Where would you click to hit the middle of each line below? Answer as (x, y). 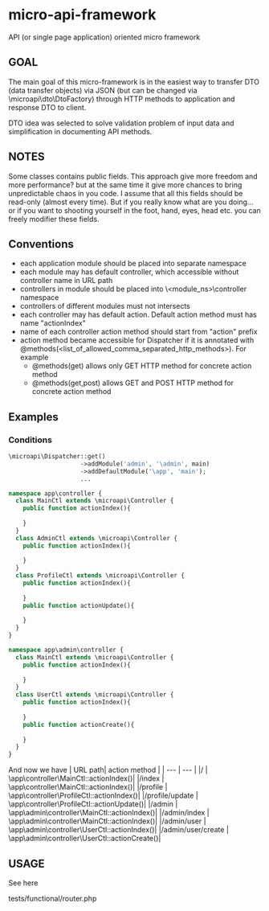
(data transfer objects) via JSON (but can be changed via (103, 90)
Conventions (41, 244)
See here (23, 883)
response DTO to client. (47, 107)
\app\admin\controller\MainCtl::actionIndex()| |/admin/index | (109, 813)
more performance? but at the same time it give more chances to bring (125, 185)
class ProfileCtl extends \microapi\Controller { (100, 576)
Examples (33, 417)
